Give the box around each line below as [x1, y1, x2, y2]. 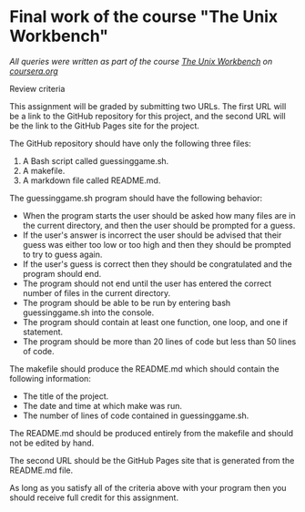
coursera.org [9, 66, 59, 77]
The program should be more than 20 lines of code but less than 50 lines [22, 335, 297, 347]
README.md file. [9, 465, 74, 476]
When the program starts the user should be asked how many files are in [22, 210, 296, 220]
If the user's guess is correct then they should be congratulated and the [22, 258, 293, 270]
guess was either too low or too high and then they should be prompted [22, 239, 291, 250]
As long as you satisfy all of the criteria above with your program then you [9, 482, 287, 493]
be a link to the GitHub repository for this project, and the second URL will [9, 110, 286, 121]
